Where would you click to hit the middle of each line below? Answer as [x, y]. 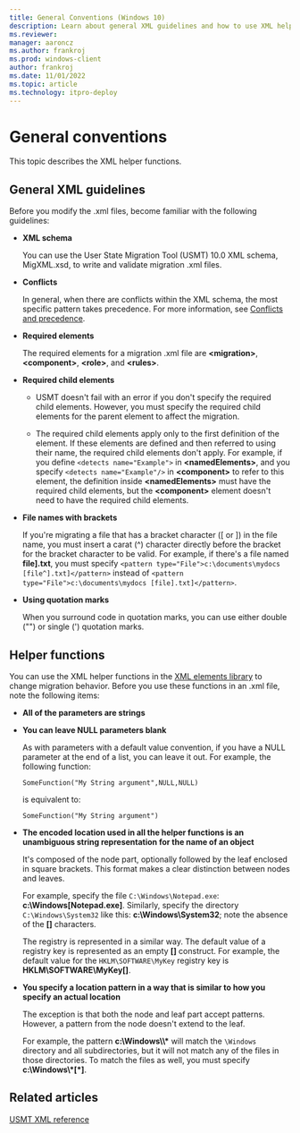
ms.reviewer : [33, 34]
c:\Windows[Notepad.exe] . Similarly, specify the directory [130, 906]
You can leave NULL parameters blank [94, 730]
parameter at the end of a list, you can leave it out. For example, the [146, 757]
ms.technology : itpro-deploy [63, 92]
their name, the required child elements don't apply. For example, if [159, 453]
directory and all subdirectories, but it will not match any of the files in [150, 1051]
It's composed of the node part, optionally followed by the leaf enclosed [155, 859]
